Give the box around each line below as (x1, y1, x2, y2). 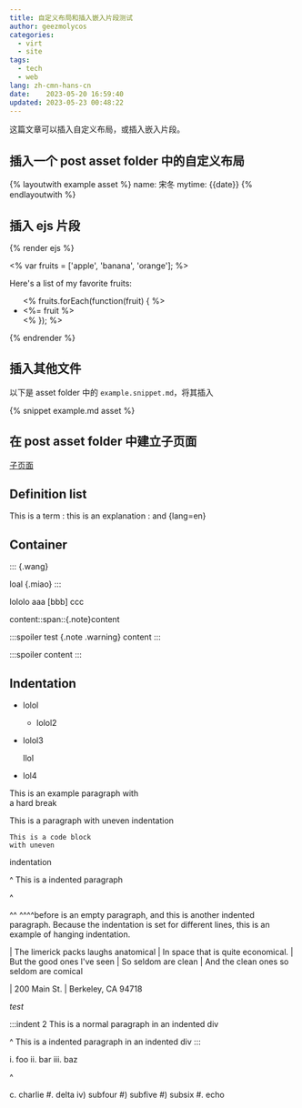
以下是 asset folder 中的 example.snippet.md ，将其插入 (9, 387, 214, 398)
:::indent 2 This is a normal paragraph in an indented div (9, 1019, 219, 1030)
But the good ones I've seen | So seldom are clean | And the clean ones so (9, 956, 289, 967)
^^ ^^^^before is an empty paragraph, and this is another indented (9, 910, 255, 921)
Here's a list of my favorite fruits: (9, 278, 132, 288)
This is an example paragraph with (9, 788, 139, 799)
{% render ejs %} (9, 243, 75, 253)
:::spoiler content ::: (9, 650, 82, 660)
